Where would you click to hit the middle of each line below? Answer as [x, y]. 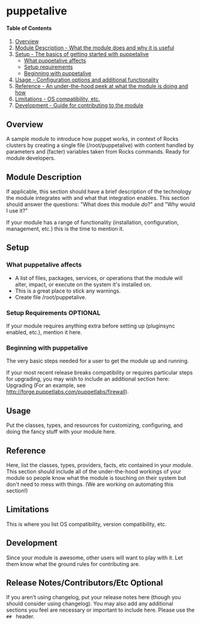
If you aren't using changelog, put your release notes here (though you [94, 597]
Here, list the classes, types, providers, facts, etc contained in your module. [100, 465]
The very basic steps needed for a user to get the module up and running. [97, 361]
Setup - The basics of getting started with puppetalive [82, 54]
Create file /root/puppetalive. [51, 297]
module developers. [31, 158]
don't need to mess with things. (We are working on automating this [90, 484]
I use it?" [17, 211]
